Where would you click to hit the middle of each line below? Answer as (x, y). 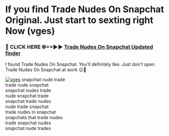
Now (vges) (30, 31)
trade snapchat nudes (28, 123)
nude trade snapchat (27, 107)
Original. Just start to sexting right (79, 20)
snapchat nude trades (28, 128)
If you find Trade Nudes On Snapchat (85, 9)
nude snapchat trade (27, 96)
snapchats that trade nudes (34, 118)
